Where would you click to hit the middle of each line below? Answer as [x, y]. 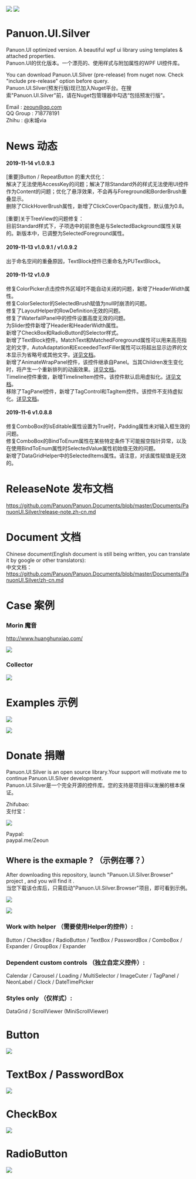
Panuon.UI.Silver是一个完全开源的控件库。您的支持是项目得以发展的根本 [93, 785]
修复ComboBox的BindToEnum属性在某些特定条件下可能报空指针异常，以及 [96, 441]
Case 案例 [30, 605]
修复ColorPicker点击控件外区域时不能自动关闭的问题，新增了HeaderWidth [95, 288]
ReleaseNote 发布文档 [60, 489]
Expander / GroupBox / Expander [46, 946]
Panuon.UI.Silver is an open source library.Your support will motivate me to [97, 772]
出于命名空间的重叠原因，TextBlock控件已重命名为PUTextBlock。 [85, 261]
